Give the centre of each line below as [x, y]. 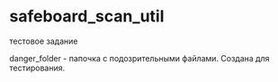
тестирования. [37, 68]
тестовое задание [44, 41]
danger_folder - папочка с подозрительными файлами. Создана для [139, 58]
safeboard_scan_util [87, 16]
